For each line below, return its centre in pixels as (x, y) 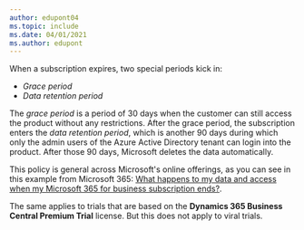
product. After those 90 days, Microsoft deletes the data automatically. (142, 152)
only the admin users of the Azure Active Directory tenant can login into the (151, 142)
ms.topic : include (44, 26)
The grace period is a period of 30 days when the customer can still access (151, 113)
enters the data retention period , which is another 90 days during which (144, 133)
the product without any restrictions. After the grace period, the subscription (152, 123)
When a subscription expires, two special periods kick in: (116, 69)
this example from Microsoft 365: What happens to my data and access (143, 179)
